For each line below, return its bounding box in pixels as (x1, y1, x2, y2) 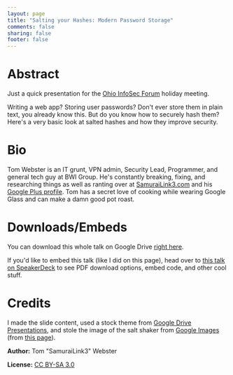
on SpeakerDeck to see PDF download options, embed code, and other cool (7, 263, 227, 272)
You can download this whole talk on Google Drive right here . (7, 242, 184, 251)
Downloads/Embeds (7, 219, 127, 235)
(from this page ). (7, 333, 56, 341)
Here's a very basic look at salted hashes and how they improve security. (7, 118, 218, 126)
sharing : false (7, 29, 52, 37)
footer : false (7, 36, 49, 43)
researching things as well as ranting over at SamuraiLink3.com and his (7, 180, 213, 189)
